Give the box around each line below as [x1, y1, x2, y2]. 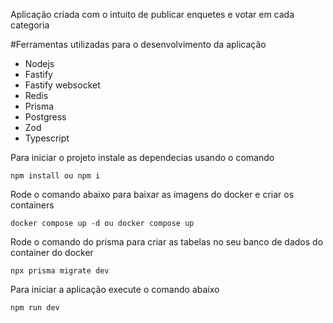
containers [10, 199, 55, 211]
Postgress [24, 111, 67, 123]
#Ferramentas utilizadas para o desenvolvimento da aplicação [10, 39, 267, 50]
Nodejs [24, 58, 55, 69]
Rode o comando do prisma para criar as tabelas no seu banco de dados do [10, 236, 324, 248]
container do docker [10, 247, 94, 258]
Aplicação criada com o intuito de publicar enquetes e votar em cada [10, 9, 295, 20]
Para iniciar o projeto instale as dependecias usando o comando [10, 152, 275, 163]
